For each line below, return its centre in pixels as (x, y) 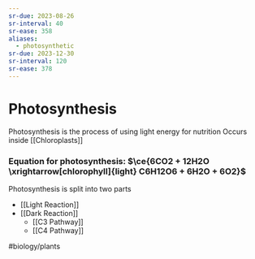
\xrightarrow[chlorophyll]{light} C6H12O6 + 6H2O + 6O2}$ (127, 171)
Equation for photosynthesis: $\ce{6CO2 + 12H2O (109, 161)
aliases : (23, 39)
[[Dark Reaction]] (49, 213)
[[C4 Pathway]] (58, 230)
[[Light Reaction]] (50, 205)
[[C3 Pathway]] (58, 222)
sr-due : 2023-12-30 (41, 54)
